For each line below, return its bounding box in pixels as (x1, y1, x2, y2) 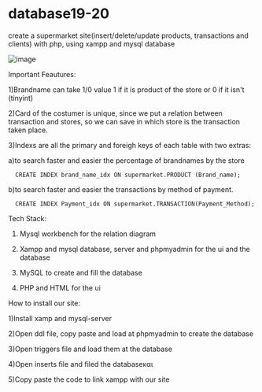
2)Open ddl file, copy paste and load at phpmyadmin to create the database (8, 328, 254, 338)
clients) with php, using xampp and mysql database (8, 39, 175, 48)
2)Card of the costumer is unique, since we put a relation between (8, 108, 223, 118)
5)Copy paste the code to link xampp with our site (8, 375, 170, 384)
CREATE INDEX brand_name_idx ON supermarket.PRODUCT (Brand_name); (15, 171, 242, 179)
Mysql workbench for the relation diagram (19, 229, 156, 239)
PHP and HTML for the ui (19, 283, 101, 292)
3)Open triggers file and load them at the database (8, 344, 173, 353)
